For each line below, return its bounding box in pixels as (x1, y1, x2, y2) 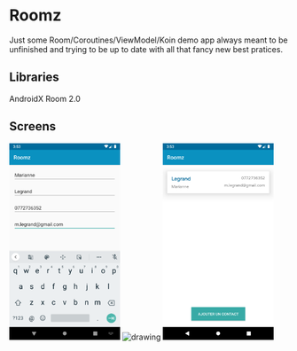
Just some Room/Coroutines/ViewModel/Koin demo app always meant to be (9, 35, 288, 45)
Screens (9, 119, 56, 134)
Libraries (9, 70, 59, 85)
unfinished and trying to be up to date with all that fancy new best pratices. (9, 43, 284, 54)
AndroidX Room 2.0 (9, 93, 82, 104)
